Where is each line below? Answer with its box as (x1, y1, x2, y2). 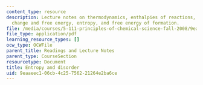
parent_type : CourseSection (6, 53, 77, 59)
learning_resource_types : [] (6, 37, 80, 42)
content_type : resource (6, 8, 66, 15)
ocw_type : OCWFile (6, 42, 53, 48)
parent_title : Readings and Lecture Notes (6, 48, 115, 54)
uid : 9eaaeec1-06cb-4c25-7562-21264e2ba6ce (6, 70, 118, 76)
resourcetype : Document (6, 59, 66, 65)
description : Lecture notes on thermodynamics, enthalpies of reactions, (6, 14, 196, 20)
